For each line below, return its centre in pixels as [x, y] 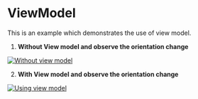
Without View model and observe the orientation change [103, 46]
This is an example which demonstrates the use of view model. [99, 33]
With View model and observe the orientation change [98, 74]
